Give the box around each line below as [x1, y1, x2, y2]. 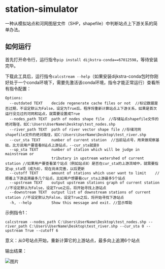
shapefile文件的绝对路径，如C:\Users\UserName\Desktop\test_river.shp [5, 132, 146, 137]
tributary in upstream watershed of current [51, 156, 144, 161]
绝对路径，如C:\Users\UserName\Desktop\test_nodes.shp [5, 122, 116, 127]
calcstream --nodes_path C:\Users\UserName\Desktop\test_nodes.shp [5, 219, 147, 224]
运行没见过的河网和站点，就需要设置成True [5, 111, 80, 116]
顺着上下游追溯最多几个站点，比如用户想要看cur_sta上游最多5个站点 [5, 176, 126, 181]
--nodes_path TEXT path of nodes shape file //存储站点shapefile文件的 [9, 116, 159, 122]
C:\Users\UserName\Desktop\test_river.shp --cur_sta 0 [29, 224, 144, 228]
